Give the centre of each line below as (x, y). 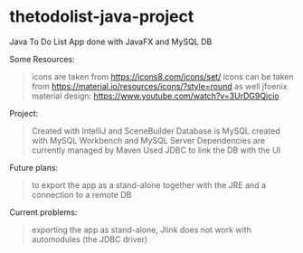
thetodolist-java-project (102, 17)
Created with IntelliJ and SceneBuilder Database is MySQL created (156, 131)
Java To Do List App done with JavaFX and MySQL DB (111, 42)
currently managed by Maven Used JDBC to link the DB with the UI (156, 150)
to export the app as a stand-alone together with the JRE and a (149, 185)
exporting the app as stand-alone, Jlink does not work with (141, 230)
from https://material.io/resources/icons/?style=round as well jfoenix (159, 86)
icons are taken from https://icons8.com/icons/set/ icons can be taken (162, 76)
